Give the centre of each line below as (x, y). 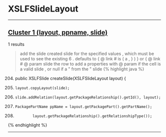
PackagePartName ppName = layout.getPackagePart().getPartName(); (83, 107)
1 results (16, 44)
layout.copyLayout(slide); (42, 88)
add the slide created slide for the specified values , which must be (87, 54)
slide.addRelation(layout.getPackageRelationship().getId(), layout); (88, 97)
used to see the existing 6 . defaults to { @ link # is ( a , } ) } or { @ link (90, 58)
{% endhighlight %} (28, 125)
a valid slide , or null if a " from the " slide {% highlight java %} (82, 69)
